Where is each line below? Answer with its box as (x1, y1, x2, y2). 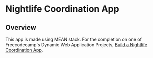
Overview (5, 23, 37, 32)
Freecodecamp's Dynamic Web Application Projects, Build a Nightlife (5, 42, 148, 48)
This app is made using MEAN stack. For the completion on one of (5, 36, 142, 42)
